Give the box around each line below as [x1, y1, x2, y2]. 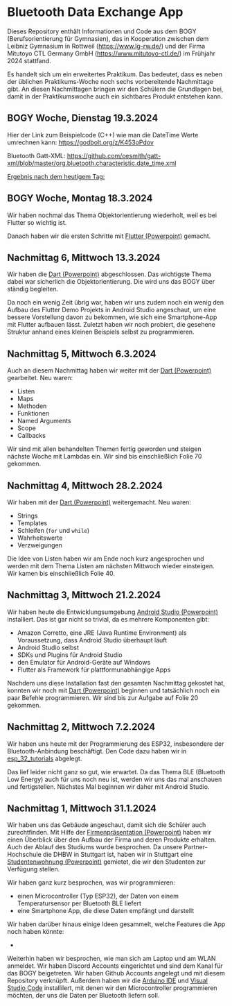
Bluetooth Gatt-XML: [7, 151, 66, 160]
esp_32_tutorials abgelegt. [7, 754, 82, 762]
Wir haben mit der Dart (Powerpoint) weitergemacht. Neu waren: [7, 498, 192, 506]
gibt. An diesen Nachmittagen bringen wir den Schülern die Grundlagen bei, [7, 85, 224, 93]
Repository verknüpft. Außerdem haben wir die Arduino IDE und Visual [7, 976, 208, 985]
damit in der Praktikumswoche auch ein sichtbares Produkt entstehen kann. [7, 92, 223, 101]
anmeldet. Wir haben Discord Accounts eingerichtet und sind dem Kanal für [7, 962, 223, 970]
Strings [17, 511, 38, 520]
